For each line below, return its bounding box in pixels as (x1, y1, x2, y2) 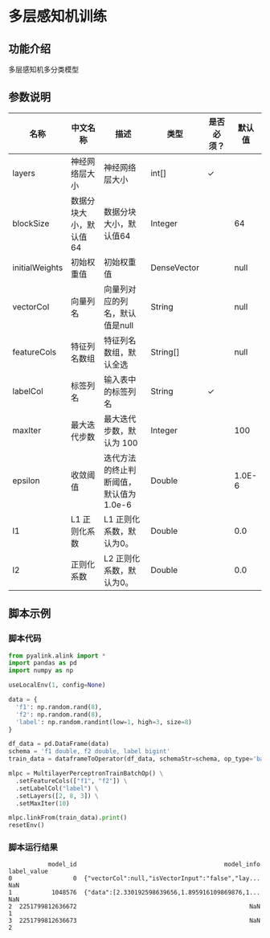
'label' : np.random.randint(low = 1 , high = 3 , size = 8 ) (15, 718, 193, 726)
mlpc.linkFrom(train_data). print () (8, 813, 128, 822)
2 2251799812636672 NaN (8, 903, 261, 911)
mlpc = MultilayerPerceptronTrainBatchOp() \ (8, 769, 163, 777)
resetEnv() (8, 821, 45, 829)
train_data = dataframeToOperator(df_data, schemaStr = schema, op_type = (8, 755, 253, 764)
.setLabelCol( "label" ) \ (15, 784, 99, 793)
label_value (8, 867, 48, 876)
